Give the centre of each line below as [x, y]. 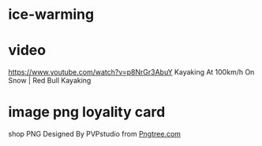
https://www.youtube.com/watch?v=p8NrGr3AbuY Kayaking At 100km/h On [131, 72]
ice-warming [51, 15]
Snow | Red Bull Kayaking [50, 81]
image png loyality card [87, 112]
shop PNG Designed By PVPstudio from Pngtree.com [95, 134]
